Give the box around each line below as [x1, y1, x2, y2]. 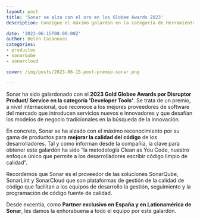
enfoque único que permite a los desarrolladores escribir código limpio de [6, 152, 188, 159]
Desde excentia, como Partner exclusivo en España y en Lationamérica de [6, 200, 192, 208]
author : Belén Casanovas [6, 36, 68, 42]
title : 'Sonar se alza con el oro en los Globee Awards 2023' [6, 14, 164, 20]
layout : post [6, 8, 39, 15]
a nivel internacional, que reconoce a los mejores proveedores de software [6, 103, 190, 110]
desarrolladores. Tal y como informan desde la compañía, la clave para [6, 140, 180, 147]
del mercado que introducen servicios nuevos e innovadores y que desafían [6, 109, 193, 117]
